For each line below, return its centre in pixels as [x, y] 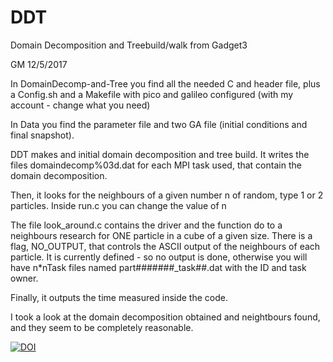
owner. [24, 278]
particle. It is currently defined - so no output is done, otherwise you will [159, 257]
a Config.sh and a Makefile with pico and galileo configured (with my [152, 94]
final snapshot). [42, 135]
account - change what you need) [80, 105]
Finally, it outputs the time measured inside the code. [119, 297]
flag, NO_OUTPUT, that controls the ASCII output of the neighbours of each [165, 246]
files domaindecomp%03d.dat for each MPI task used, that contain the [156, 165]
